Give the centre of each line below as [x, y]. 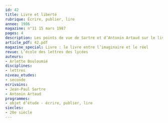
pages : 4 [14, 33]
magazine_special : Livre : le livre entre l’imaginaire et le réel [77, 47]
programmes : [17, 98]
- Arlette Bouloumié [27, 61]
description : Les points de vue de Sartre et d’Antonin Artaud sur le [80, 38]
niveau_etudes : [21, 75]
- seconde [15, 80]
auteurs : [14, 56]
